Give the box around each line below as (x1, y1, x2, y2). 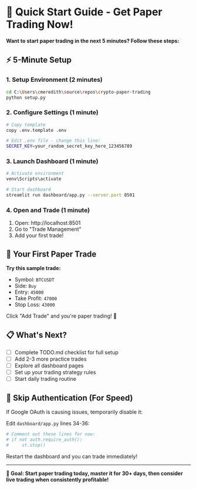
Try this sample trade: (6, 265, 61, 272)
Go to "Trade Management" (14, 226, 82, 233)
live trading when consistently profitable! (6, 476, 109, 483)
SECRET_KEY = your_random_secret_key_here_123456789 (6, 144, 133, 149)
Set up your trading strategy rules (14, 369, 96, 376)
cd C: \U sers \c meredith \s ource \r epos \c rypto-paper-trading (6, 89, 151, 95)
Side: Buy (14, 282, 37, 290)
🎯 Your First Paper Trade (6, 249, 97, 259)
